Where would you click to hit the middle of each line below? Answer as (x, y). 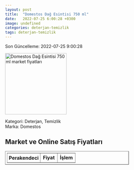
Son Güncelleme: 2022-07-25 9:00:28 (44, 46)
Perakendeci (24, 158)
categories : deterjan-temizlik (37, 28)
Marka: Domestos (23, 126)
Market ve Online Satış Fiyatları (54, 142)
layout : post (18, 10)
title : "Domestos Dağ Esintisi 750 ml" (47, 14)
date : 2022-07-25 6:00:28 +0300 (40, 19)
